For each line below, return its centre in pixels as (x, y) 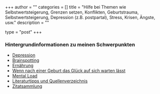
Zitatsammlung (27, 86)
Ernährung (23, 66)
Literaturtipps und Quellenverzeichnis (50, 81)
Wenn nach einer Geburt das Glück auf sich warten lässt (69, 71)
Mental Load (25, 76)
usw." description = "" (27, 22)
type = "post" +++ (24, 32)
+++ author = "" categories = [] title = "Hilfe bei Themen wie (66, 7)
